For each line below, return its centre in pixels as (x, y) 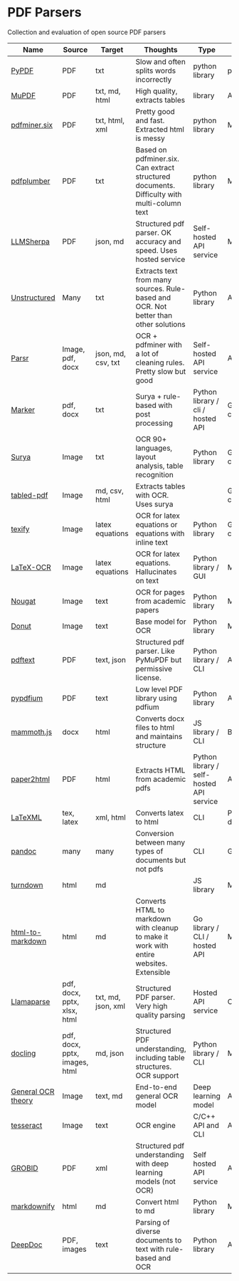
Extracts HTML (160, 770)
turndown (27, 885)
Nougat (23, 601)
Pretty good (155, 111)
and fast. (150, 120)
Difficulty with (159, 194)
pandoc (24, 851)
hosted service (160, 259)
